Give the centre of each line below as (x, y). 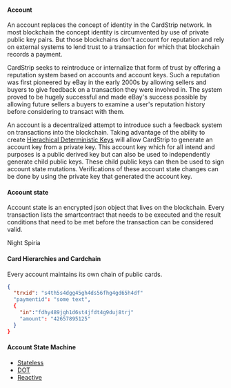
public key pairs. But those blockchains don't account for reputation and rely (116, 40)
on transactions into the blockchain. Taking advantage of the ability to (106, 133)
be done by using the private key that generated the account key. (100, 177)
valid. (15, 230)
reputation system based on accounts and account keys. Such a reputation (114, 75)
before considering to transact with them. (66, 112)
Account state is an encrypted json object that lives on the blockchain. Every (116, 208)
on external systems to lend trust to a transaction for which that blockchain (113, 47)
